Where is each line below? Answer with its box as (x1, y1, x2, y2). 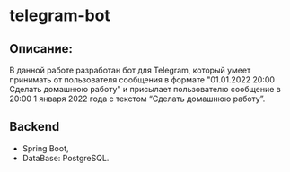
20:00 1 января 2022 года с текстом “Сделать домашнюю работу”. (9, 93, 266, 104)
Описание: (9, 41, 74, 56)
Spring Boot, (22, 142, 69, 153)
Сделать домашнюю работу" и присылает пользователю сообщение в (9, 84, 281, 94)
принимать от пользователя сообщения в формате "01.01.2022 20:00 (9, 74, 276, 85)
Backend (9, 119, 60, 134)
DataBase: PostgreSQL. (22, 152, 110, 163)
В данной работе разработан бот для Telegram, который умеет (9, 64, 251, 75)
